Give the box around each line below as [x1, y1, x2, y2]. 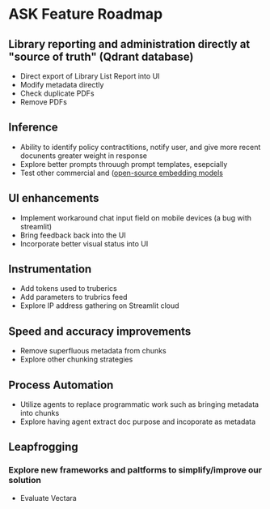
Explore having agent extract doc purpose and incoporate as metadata [19, 417, 256, 426]
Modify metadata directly [19, 80, 104, 89]
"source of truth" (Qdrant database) [8, 49, 194, 63]
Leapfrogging [8, 440, 78, 454]
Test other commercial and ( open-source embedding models [19, 168, 224, 178]
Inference [8, 121, 58, 135]
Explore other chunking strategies [19, 354, 133, 365]
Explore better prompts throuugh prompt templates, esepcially [19, 159, 228, 169]
